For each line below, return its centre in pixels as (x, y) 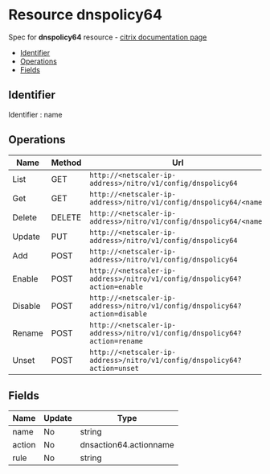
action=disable (118, 314)
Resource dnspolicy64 (86, 15)
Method (66, 163)
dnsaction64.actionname (127, 445)
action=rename (116, 341)
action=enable (116, 286)
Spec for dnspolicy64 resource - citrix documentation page (108, 37)
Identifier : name (35, 114)
